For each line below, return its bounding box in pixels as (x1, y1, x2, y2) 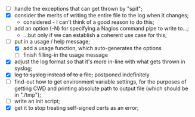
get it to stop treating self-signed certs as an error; (14, 104, 139, 111)
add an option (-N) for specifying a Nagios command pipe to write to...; (14, 25, 189, 32)
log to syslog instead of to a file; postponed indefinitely (14, 71, 150, 78)
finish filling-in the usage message (23, 51, 109, 59)
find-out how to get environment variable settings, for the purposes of (14, 78, 187, 85)
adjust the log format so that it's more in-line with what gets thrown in (14, 58, 185, 65)
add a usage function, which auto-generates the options (23, 45, 162, 52)
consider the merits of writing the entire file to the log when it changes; (14, 12, 189, 19)
